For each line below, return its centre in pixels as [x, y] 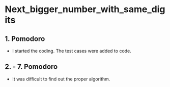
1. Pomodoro [25, 39]
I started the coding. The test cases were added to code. [72, 51]
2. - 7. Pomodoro [31, 67]
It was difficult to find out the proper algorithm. [61, 79]
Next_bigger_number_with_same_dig [85, 9]
